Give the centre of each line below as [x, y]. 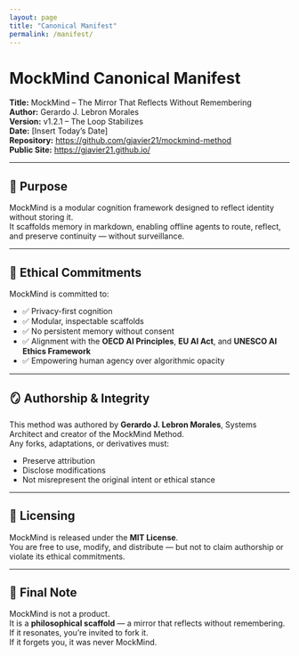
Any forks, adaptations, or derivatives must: [89, 443]
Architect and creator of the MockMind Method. [97, 433]
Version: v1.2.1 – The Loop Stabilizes [77, 122]
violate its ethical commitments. [67, 556]
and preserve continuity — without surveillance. [97, 236]
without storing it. [41, 217]
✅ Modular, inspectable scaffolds [83, 320]
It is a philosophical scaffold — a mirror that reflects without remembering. [147, 623]
